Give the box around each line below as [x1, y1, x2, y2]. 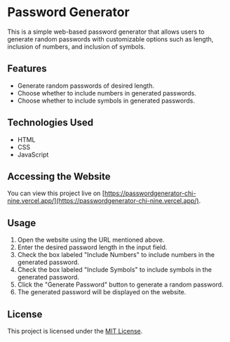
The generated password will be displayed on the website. [17, 288, 187, 296]
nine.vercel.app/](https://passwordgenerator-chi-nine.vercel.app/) [7, 197, 199, 205]
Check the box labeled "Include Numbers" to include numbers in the [17, 251, 215, 259]
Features [7, 63, 47, 74]
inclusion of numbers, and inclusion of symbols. [7, 42, 146, 51]
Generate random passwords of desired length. [17, 81, 155, 90]
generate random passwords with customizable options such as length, [7, 34, 214, 43]
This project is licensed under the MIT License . [7, 327, 143, 335]
